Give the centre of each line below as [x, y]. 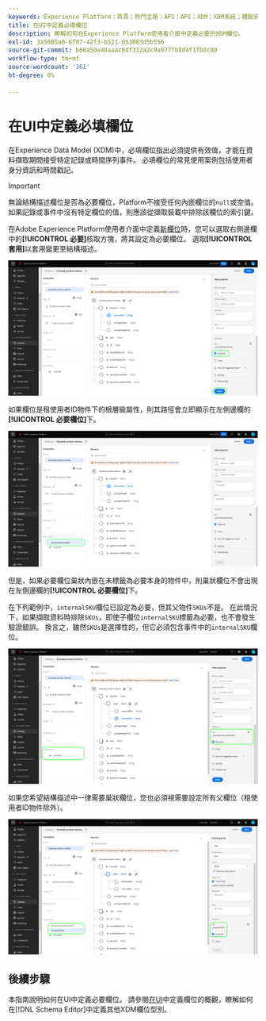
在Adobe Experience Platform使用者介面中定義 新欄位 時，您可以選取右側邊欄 [133, 228]
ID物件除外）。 [44, 808]
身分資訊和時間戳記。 [43, 170]
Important [24, 186]
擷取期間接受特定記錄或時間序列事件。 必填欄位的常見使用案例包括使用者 [134, 159]
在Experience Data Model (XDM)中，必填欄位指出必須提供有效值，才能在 [127, 150]
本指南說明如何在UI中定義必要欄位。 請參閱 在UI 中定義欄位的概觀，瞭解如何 [131, 999]
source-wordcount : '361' [49, 67]
